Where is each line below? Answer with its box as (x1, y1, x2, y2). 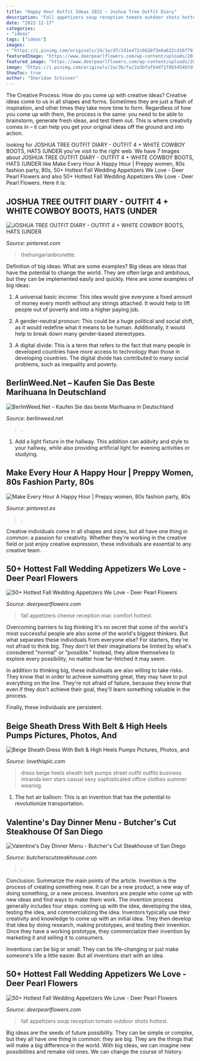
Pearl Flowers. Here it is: (6, 180, 67, 187)
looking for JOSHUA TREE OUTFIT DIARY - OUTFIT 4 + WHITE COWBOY (6, 141, 186, 149)
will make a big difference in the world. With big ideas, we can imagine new (6, 1041, 191, 1048)
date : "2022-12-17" (6, 20, 55, 26)
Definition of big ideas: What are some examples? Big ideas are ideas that (6, 262, 187, 270)
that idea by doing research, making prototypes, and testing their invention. (6, 921, 191, 928)
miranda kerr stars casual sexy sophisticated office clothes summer (20, 776, 187, 783)
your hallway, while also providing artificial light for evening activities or (14, 444, 190, 451)
